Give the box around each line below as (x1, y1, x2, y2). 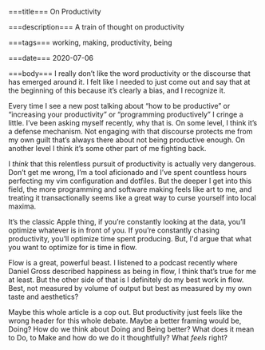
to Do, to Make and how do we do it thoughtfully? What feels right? (8, 333, 227, 342)
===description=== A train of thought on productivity (8, 22, 185, 31)
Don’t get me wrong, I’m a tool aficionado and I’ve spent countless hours (8, 168, 247, 177)
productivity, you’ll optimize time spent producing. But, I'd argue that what (8, 234, 252, 243)
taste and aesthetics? (8, 292, 79, 301)
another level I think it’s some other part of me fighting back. (8, 144, 207, 153)
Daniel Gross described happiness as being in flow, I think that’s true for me (8, 267, 257, 276)
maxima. (8, 201, 37, 211)
